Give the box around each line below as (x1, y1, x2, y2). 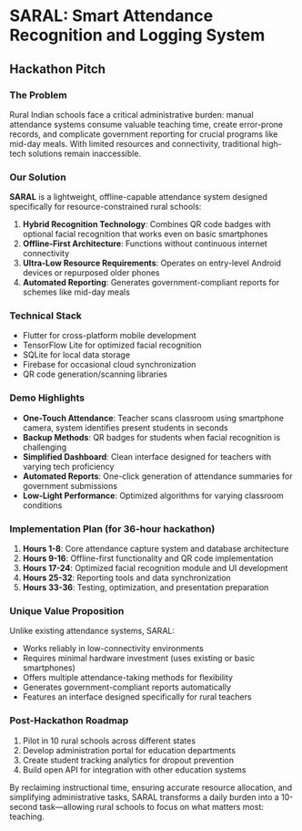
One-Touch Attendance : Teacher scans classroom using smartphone (22, 412, 285, 423)
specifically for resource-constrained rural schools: (9, 202, 202, 213)
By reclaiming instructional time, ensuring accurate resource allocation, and (9, 782, 293, 793)
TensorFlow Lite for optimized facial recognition (22, 339, 202, 351)
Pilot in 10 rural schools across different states (22, 735, 196, 746)
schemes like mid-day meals (22, 286, 130, 297)
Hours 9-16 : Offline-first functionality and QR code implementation (22, 553, 274, 564)
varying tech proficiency (22, 461, 115, 472)
